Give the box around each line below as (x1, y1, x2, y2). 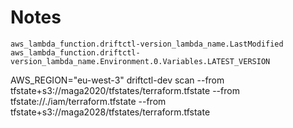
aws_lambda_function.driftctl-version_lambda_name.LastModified (10, 39, 284, 49)
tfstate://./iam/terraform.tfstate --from (10, 95, 167, 107)
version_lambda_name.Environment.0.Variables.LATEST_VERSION (10, 56, 271, 66)
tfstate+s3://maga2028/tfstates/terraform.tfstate (10, 106, 211, 118)
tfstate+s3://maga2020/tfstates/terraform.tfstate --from (10, 84, 240, 96)
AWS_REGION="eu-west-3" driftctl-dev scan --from (10, 74, 225, 86)
